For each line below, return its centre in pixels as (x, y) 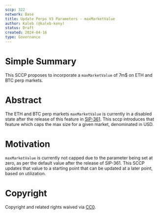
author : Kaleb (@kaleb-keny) (35, 23)
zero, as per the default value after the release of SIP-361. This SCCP (75, 163)
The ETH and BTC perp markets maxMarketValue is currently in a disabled (79, 114)
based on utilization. (26, 173)
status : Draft (20, 28)
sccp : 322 (15, 10)
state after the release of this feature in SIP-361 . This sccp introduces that (80, 119)
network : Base (20, 14)
